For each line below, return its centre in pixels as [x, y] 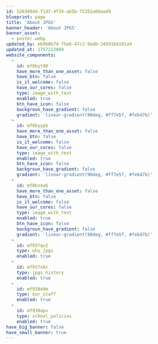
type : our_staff [37, 294]
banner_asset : [23, 33]
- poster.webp [28, 39]
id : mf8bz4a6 [32, 185]
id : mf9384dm [32, 289]
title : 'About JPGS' [31, 22]
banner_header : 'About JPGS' [42, 28]
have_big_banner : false [35, 327]
